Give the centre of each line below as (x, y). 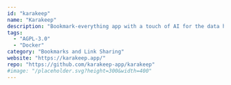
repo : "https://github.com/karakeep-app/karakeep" (81, 64)
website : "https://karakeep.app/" (57, 58)
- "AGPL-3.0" (32, 39)
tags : (15, 33)
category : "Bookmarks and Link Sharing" (66, 52)
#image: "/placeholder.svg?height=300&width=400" (80, 71)
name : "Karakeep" (32, 20)
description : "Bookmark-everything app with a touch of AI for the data (113, 26)
